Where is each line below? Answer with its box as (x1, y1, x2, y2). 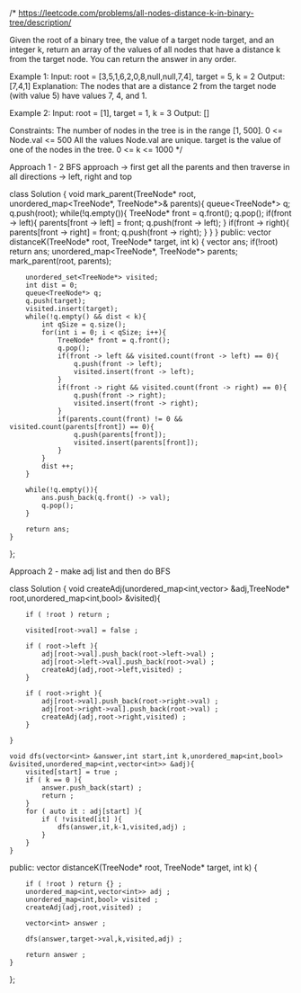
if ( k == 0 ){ (25, 775, 83, 784)
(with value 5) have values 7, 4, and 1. (9, 90, 148, 101)
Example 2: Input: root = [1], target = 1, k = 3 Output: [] (9, 108, 209, 118)
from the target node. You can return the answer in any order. (9, 54, 236, 64)
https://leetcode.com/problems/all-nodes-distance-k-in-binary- (18, 8, 254, 18)
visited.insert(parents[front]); (73, 438, 199, 447)
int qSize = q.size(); (41, 320, 127, 329)
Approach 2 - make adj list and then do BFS (9, 566, 171, 577)
